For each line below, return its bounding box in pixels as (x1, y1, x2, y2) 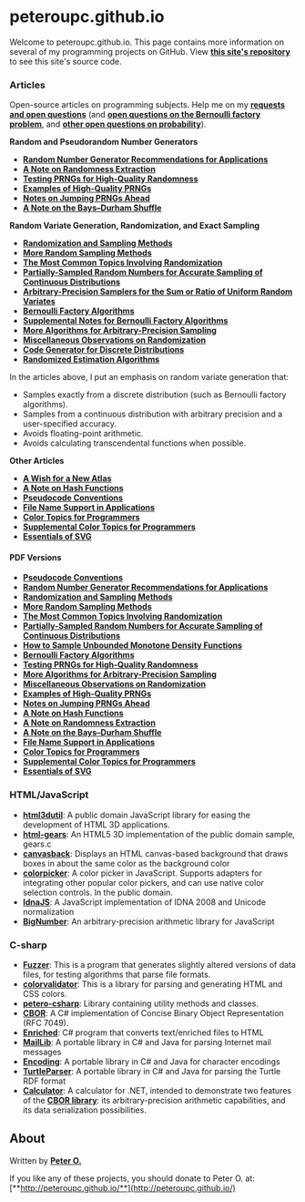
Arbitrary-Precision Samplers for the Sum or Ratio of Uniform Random (22, 286, 293, 297)
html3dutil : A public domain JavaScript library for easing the (22, 809, 251, 820)
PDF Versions (9, 551, 62, 562)
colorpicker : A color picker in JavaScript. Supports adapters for (22, 868, 262, 878)
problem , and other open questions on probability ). (9, 118, 207, 129)
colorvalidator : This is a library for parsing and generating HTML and (22, 979, 283, 990)
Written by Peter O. (9, 1155, 82, 1166)
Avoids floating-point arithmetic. (22, 428, 144, 439)
